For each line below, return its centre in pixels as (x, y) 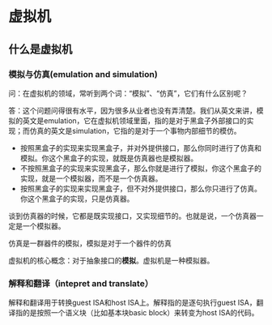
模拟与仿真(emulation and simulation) (83, 74)
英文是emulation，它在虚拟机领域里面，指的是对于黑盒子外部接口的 (134, 120)
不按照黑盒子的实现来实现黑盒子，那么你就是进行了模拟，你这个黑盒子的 (140, 168)
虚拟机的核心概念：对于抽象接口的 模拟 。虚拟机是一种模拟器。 (111, 260)
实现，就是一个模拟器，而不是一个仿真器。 (91, 178)
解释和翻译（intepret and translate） (81, 283)
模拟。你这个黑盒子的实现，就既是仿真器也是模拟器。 (109, 158)
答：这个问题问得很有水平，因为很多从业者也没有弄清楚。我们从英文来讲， (132, 110)
